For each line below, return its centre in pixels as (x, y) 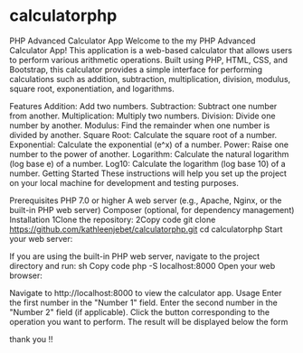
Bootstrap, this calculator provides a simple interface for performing (136, 70)
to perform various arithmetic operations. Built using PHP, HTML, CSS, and (148, 60)
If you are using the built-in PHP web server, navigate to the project (135, 256)
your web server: (41, 238)
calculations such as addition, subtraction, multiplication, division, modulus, (150, 79)
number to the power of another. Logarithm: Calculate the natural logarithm (149, 153)
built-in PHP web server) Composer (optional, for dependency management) (152, 209)
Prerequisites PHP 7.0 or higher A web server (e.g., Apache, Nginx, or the (146, 200)
